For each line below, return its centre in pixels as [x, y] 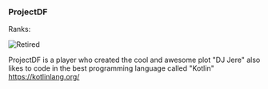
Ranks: [20, 29]
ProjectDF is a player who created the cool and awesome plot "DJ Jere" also [134, 60]
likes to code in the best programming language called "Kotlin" [111, 68]
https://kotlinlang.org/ [44, 77]
